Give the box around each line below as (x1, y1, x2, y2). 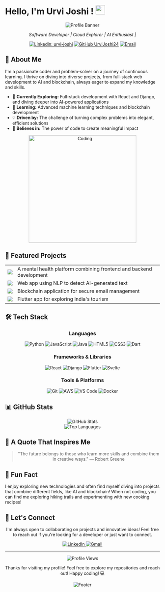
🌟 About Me (5, 56, 42, 64)
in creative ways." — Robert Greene (52, 456, 125, 462)
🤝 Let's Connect (5, 513, 55, 522)
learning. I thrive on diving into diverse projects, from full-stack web (5, 74, 142, 80)
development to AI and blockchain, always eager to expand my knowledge (5, 79, 156, 85)
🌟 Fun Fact (5, 470, 38, 479)
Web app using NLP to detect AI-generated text (17, 279, 128, 286)
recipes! (5, 499, 22, 505)
